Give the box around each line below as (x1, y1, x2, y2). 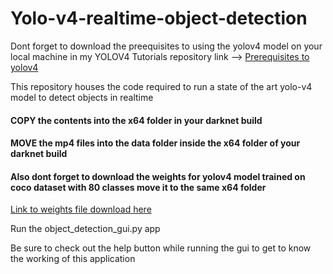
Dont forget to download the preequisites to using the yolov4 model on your (10, 40, 323, 52)
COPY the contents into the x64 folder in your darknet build (10, 114, 263, 126)
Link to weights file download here (10, 203, 152, 216)
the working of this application (10, 253, 136, 265)
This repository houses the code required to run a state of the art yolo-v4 (10, 80, 313, 92)
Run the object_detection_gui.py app (10, 223, 161, 235)
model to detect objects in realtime (10, 91, 154, 103)
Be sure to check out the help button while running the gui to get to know (10, 242, 312, 254)
